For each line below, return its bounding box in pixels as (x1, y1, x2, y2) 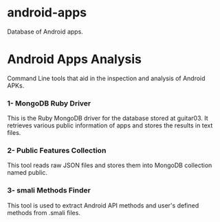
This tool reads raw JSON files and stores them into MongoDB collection (7, 161, 212, 169)
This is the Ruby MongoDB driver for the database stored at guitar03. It (7, 114, 208, 123)
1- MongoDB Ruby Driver (7, 98, 91, 108)
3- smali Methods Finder (7, 186, 91, 195)
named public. (7, 169, 48, 177)
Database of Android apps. (7, 27, 84, 36)
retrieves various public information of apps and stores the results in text (7, 121, 213, 129)
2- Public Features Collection (7, 146, 107, 156)
